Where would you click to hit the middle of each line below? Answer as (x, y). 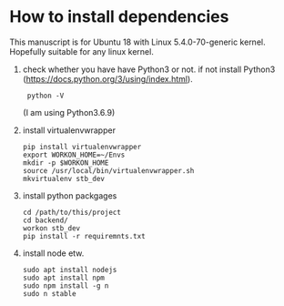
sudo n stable (49, 293)
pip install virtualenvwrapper (82, 147)
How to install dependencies (119, 17)
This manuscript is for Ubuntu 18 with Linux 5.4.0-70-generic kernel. (137, 42)
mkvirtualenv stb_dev (63, 178)
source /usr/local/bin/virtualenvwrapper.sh (108, 170)
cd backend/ (45, 220)
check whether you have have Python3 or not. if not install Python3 (149, 69)
